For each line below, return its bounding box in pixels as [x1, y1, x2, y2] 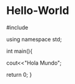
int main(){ [6, 47, 33, 55]
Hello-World [6, 4, 70, 18]
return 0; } [6, 71, 32, 78]
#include [6, 24, 29, 31]
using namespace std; [6, 35, 62, 43]
